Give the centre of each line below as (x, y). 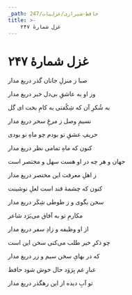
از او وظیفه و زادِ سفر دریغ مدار (48, 229)
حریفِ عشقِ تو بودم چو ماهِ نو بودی (53, 135)
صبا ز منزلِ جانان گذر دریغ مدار (48, 80)
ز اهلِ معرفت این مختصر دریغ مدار (52, 175)
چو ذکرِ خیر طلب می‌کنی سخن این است (59, 243)
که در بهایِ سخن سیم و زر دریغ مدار (54, 256)
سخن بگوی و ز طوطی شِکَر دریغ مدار (56, 202)
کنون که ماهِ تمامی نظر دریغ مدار (50, 148)
